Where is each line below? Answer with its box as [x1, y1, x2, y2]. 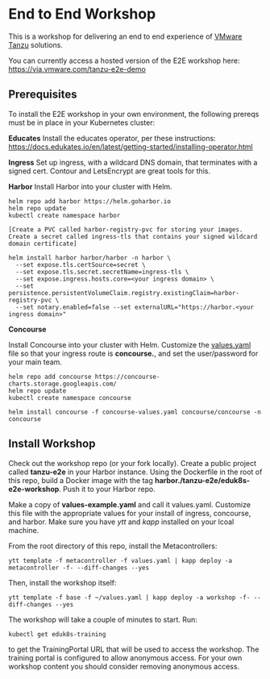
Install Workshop [8, 437, 96, 451]
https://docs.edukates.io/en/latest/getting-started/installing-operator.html [8, 142, 253, 152]
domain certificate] [8, 240, 78, 248]
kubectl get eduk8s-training [8, 630, 106, 638]
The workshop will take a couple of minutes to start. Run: [8, 614, 197, 624]
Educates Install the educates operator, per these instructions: [8, 133, 216, 143]
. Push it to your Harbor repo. [59, 484, 156, 494]
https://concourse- [94, 373, 160, 381]
